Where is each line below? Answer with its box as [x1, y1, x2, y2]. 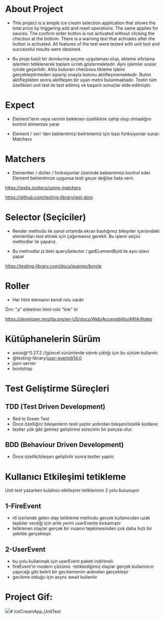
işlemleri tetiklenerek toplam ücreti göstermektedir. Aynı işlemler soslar [12, 61, 157, 67]
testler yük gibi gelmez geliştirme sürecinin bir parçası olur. [12, 426, 133, 432]
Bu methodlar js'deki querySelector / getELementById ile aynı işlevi [12, 248, 150, 254]
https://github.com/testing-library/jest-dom [5, 194, 93, 200]
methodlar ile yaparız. [12, 238, 57, 244]
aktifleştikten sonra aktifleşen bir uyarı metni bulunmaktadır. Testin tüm [12, 77, 157, 83]
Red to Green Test [12, 415, 50, 422]
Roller [5, 280, 30, 291]
